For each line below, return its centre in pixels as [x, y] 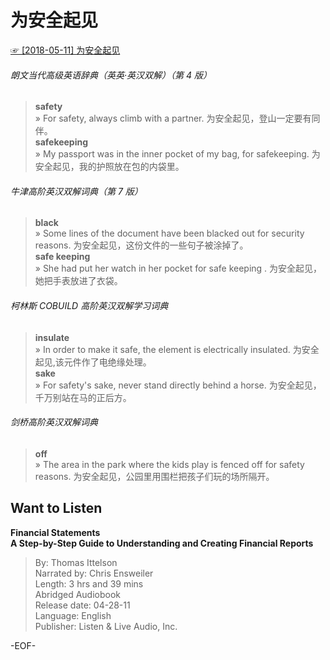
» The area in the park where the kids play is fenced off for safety [169, 464]
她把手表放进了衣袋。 [78, 281]
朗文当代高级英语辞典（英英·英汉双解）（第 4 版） [111, 75]
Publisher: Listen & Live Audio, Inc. [106, 626]
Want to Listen [56, 508]
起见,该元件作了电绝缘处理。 [93, 362]
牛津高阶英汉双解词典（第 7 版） [76, 191]
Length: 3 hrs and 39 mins [89, 583]
